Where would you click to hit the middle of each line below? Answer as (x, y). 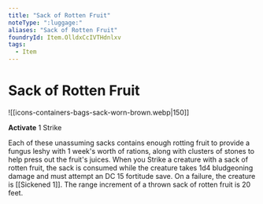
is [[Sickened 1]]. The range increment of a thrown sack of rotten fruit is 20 (130, 184)
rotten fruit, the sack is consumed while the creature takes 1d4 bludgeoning (131, 168)
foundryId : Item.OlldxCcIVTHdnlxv (65, 37)
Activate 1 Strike (35, 127)
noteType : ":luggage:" (45, 23)
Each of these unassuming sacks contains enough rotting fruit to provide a (129, 143)
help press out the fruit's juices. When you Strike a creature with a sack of (128, 159)
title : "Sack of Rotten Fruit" (59, 15)
